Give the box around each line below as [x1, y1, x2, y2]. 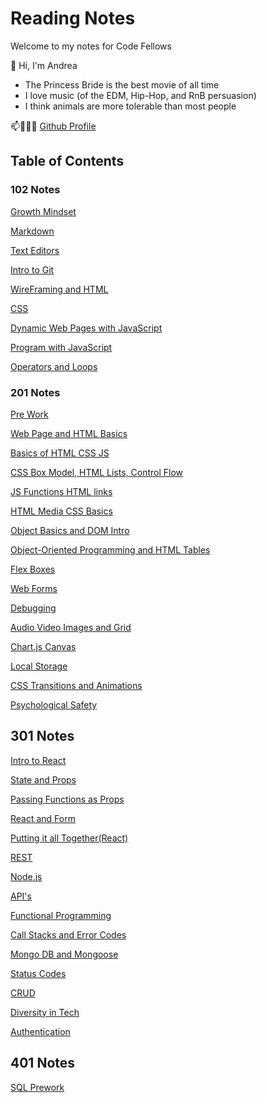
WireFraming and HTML [10, 283, 109, 295]
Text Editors [10, 244, 60, 256]
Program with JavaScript [10, 341, 113, 353]
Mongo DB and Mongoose [10, 948, 119, 960]
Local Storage [10, 660, 68, 672]
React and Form [10, 812, 76, 824]
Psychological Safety [10, 698, 98, 711]
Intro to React [10, 754, 67, 766]
